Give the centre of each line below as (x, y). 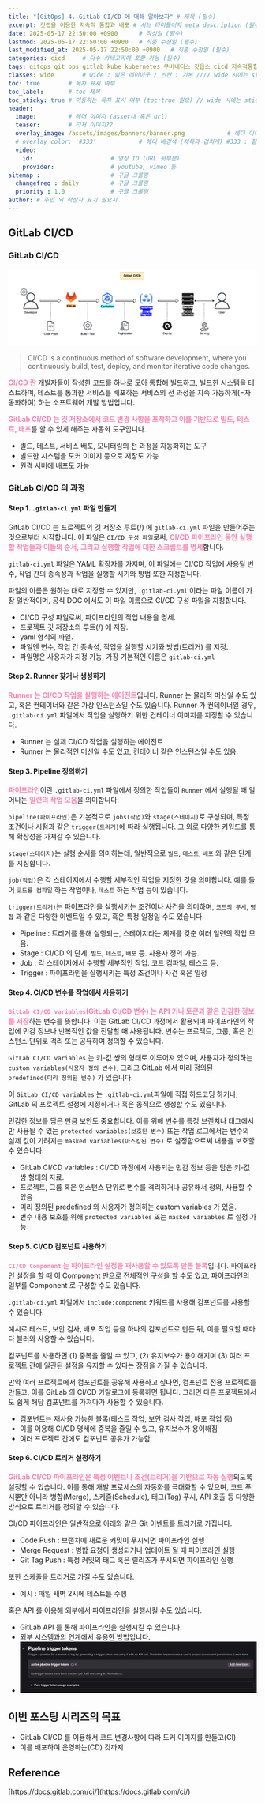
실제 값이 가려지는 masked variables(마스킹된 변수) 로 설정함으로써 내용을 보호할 (131, 1141)
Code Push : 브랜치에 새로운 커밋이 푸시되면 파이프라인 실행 (112, 1540)
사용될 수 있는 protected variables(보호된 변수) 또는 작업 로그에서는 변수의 (133, 1131)
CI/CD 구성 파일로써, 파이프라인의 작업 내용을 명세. (97, 617)
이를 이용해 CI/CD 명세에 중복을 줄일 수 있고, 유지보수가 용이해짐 (119, 1428)
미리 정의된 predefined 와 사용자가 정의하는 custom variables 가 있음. (128, 1207)
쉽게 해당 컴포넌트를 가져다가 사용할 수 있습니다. (90, 1402)
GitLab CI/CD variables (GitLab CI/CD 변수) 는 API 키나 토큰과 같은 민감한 (124, 1011)
